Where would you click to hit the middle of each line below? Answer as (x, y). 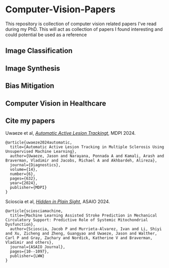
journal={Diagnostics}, (35, 165)
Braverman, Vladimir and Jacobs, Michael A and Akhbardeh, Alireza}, (81, 160)
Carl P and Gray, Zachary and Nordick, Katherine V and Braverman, (79, 238)
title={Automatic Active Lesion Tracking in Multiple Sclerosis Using (87, 147)
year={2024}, (24, 183)
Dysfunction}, (21, 225)
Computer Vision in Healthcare (56, 103)
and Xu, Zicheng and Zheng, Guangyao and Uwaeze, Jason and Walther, (81, 234)
